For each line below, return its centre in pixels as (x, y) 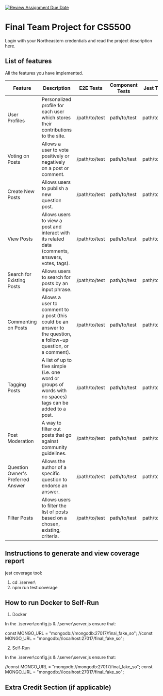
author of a (54, 467)
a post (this (54, 315)
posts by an (55, 283)
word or (50, 378)
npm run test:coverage (35, 587)
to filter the (54, 505)
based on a (54, 518)
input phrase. (57, 289)
